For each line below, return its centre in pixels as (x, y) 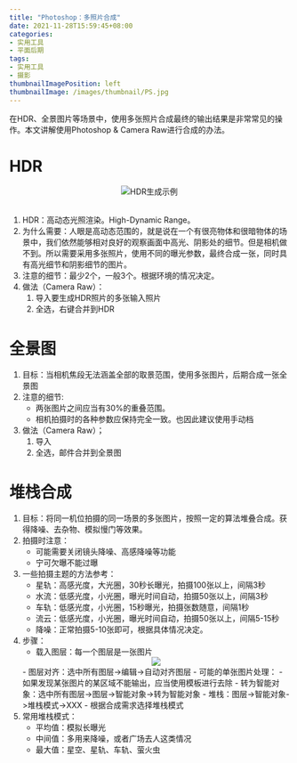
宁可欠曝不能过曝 (67, 563)
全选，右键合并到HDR (75, 309)
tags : (19, 59)
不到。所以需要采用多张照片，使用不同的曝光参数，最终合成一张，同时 (151, 254)
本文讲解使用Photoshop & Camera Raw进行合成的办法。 (127, 129)
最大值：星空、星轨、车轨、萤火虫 (98, 750)
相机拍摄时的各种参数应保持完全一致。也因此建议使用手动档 (144, 419)
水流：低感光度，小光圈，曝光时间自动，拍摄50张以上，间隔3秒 (152, 597)
